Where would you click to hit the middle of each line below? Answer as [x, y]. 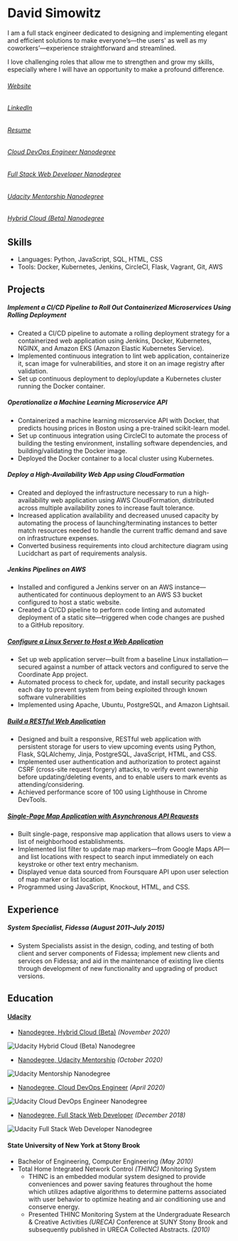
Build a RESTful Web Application [56, 721]
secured [30, 667]
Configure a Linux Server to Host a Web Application [85, 642]
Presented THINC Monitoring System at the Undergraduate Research [129, 1214]
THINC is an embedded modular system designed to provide [117, 1176]
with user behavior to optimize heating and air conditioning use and [127, 1199]
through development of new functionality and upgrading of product [118, 968]
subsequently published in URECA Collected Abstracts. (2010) [119, 1229]
